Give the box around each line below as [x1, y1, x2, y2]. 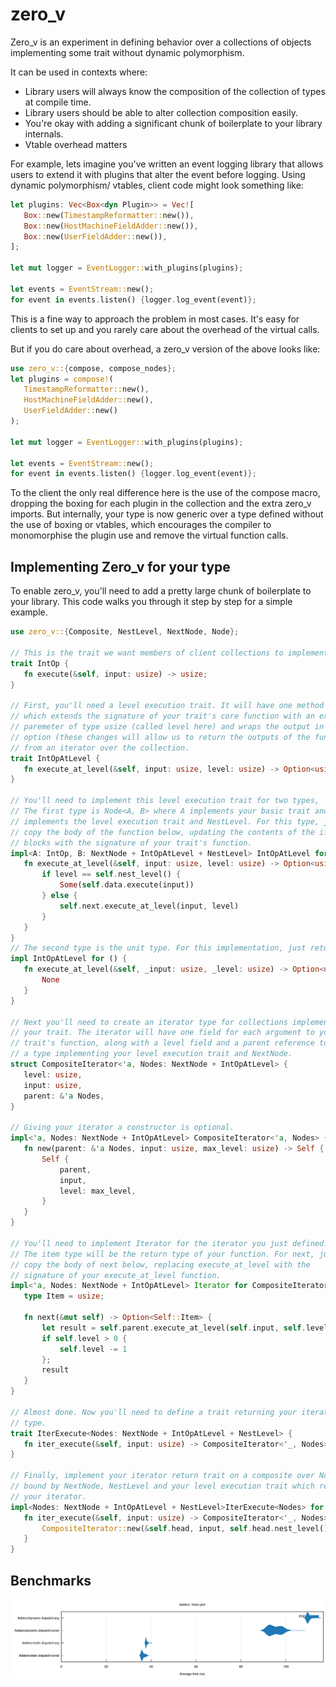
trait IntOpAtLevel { [10, 753, 101, 763]
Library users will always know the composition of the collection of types [24, 85, 326, 97]
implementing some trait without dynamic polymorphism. [10, 46, 245, 58]
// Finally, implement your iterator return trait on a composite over [10, 1471, 315, 1481]
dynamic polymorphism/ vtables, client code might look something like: [10, 179, 304, 191]
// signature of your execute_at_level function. [10, 1270, 222, 1280]
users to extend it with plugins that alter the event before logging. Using [10, 168, 306, 180]
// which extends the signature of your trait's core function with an [10, 711, 315, 722]
